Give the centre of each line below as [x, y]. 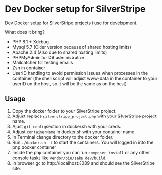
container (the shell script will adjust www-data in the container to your [85, 78]
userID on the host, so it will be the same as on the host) [70, 83]
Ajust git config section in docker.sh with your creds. [67, 126]
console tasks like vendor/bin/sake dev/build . [59, 158]
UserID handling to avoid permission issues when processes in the [80, 73]
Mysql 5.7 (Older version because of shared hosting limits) [72, 47]
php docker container [34, 147]
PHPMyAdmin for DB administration [48, 57]
